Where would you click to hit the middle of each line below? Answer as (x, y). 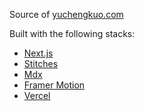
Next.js (38, 53)
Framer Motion (54, 85)
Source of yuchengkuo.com (66, 14)
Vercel (37, 95)
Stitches (41, 63)
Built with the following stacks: (72, 33)
